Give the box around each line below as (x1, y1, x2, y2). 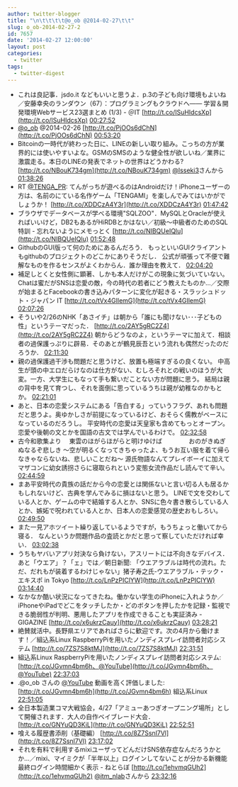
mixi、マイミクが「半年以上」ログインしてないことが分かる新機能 (35, 754, 228, 762)
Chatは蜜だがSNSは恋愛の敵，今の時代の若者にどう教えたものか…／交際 (17, 278, 230, 287)
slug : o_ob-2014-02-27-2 (7, 23, 81, 30)
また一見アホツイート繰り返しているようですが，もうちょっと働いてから (17, 523, 228, 531)
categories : (7, 50, 42, 57)
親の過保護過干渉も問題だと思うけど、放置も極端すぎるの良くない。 (17, 357, 217, 365)
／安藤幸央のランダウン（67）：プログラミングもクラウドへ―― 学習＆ (17, 99, 223, 107)
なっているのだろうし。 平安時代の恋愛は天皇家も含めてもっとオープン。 (17, 419, 229, 428)
